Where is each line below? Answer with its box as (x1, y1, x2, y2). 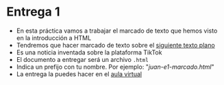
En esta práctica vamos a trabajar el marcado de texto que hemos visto (16, 27, 218, 35)
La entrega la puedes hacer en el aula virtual (16, 69, 142, 78)
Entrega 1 (6, 4, 60, 20)
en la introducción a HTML (16, 33, 92, 41)
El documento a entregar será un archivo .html (16, 55, 149, 63)
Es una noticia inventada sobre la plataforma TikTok (16, 48, 162, 56)
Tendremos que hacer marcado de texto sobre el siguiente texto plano (16, 41, 215, 49)
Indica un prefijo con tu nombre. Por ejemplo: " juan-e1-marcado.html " (16, 63, 214, 71)
